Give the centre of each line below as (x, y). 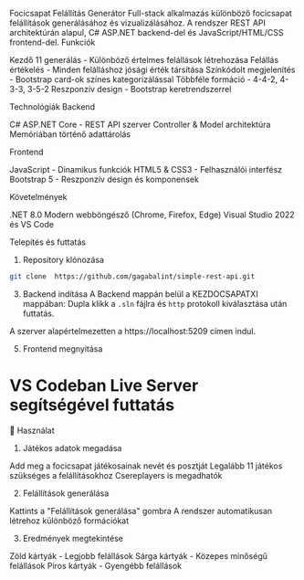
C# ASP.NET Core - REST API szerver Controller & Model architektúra (140, 124)
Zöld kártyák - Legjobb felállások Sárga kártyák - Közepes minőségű (138, 555)
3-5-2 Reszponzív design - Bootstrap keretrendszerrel (129, 89)
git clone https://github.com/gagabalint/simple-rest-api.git (132, 277)
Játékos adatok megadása (72, 448)
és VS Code (32, 224)
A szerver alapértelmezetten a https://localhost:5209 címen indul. (133, 331)
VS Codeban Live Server (104, 386)
